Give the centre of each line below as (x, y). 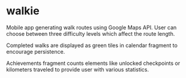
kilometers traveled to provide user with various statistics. (78, 69)
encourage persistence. (36, 51)
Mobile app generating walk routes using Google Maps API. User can (91, 27)
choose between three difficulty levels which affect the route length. (91, 33)
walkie (23, 11)
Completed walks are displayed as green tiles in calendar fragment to (92, 45)
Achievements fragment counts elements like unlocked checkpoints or (93, 63)
